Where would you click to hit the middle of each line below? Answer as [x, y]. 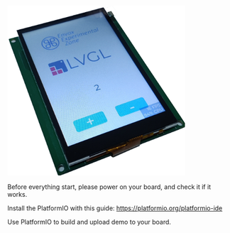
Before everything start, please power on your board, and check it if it [109, 187]
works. [17, 194]
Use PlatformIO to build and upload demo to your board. [89, 222]
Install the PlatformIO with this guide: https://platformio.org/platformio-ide [115, 208]
